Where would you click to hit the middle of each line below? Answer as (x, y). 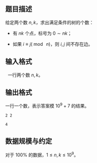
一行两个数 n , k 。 (25, 75)
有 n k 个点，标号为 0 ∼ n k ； (42, 33)
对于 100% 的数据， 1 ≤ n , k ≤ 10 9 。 (42, 154)
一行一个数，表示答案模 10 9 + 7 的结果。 (47, 105)
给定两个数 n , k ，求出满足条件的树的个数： (50, 22)
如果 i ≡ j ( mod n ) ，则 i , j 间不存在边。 (53, 44)
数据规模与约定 (29, 141)
